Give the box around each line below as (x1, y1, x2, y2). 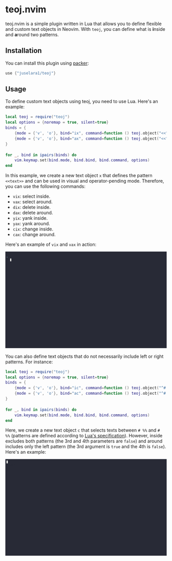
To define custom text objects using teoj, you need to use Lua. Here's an (5, 99, 158, 105)
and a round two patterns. (5, 31, 59, 37)
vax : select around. (12, 199, 53, 205)
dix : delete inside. (12, 204, 51, 210)
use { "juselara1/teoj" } (5, 70, 56, 75)
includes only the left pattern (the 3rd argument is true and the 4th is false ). (5, 443, 166, 450)
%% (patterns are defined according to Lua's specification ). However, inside (5, 433, 163, 439)
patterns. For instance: (5, 358, 53, 365)
